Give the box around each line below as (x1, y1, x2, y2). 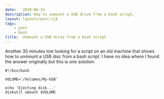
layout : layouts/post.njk (5, 16, 58, 21)
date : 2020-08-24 (5, 7, 45, 12)
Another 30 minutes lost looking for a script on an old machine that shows (5, 48, 155, 54)
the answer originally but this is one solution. (5, 59, 96, 65)
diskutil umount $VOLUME (5, 90, 56, 95)
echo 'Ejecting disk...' (5, 85, 56, 90)
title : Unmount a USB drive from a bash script (5, 35, 107, 40)
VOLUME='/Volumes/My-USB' (5, 77, 58, 82)
